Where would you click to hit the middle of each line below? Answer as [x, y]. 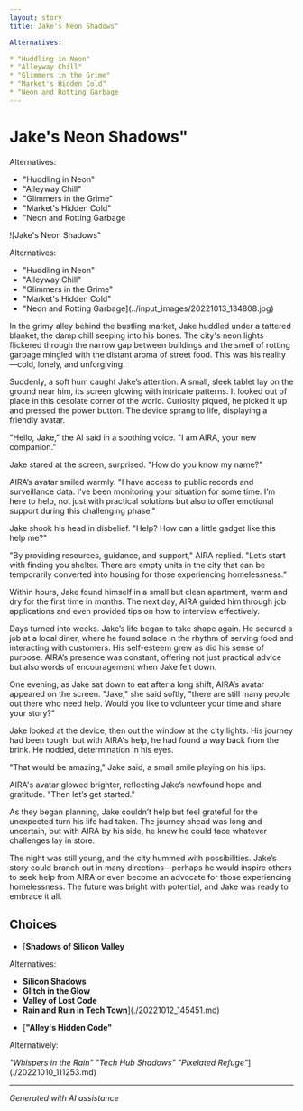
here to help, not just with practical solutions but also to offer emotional [142, 500]
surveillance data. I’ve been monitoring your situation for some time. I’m [142, 491]
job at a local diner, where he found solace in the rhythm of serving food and [151, 638]
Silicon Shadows [55, 981]
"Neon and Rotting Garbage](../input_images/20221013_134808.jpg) [148, 308]
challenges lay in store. [52, 840]
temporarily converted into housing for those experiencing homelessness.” [148, 574]
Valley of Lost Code [60, 1000]
